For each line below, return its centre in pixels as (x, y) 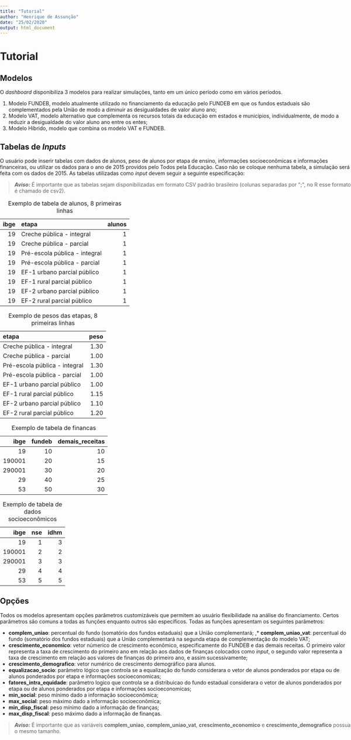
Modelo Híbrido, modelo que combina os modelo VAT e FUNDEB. (87, 128)
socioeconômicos (32, 519)
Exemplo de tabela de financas (54, 428)
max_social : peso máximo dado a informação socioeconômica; (85, 701)
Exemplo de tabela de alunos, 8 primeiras (65, 204)
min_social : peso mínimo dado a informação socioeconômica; (84, 695)
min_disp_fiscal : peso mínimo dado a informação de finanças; (84, 707)
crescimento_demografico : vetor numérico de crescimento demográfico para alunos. (112, 664)
